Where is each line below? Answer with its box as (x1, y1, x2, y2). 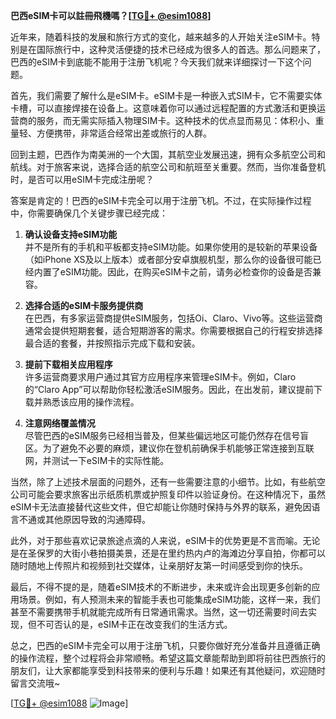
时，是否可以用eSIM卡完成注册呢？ (10, 174, 155, 185)
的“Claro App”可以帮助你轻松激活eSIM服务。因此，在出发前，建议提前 (24, 384, 314, 395)
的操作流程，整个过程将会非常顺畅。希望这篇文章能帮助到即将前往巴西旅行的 (10, 652, 326, 664)
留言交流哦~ (10, 677, 61, 689)
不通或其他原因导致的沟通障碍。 (18, 514, 151, 525)
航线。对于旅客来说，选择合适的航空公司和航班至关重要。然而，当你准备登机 (10, 161, 326, 173)
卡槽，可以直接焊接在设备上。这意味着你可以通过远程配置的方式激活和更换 (10, 102, 317, 114)
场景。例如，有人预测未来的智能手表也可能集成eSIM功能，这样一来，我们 (18, 594, 321, 605)
